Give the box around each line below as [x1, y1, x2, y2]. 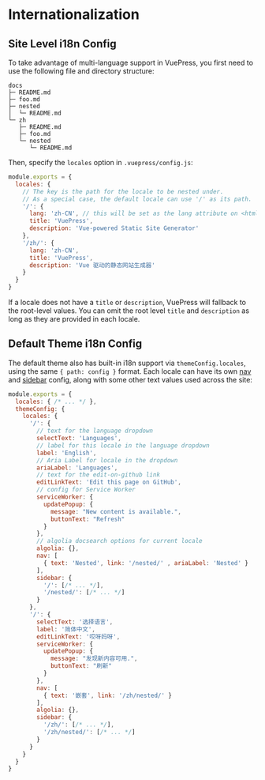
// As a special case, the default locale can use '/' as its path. [22, 195, 252, 203]
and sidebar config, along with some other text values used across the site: [8, 375, 252, 384]
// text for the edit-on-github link [36, 471, 160, 479]
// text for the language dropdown [36, 427, 154, 435]
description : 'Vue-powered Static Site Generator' [28, 224, 200, 232]
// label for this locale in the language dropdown [36, 441, 211, 450]
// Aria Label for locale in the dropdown [36, 456, 178, 464]
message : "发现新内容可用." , [50, 654, 138, 663]
